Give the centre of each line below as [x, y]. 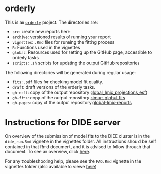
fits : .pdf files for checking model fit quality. [58, 82]
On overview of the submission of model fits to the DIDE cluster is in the [78, 136]
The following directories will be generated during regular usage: [70, 72]
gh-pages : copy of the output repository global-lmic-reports [72, 102]
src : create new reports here [41, 31]
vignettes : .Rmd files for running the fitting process [63, 42]
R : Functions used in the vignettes [46, 47]
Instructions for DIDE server [63, 123]
